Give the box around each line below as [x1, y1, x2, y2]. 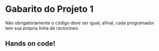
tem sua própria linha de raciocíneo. [5, 25, 79, 31]
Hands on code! [5, 40, 55, 48]
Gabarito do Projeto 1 [5, 3, 93, 15]
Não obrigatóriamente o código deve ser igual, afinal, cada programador [5, 20, 154, 26]
